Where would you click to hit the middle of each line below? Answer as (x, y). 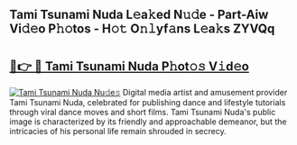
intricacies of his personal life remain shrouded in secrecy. (118, 131)
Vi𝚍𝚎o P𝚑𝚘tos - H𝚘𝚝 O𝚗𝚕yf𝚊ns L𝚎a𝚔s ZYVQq (142, 29)
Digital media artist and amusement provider (205, 92)
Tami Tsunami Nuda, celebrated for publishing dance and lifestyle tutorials (148, 102)
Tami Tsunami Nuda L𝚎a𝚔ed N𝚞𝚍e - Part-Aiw (139, 15)
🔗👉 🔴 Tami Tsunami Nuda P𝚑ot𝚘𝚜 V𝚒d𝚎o (130, 66)
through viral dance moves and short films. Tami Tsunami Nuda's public (143, 112)
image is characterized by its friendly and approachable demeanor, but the (148, 122)
